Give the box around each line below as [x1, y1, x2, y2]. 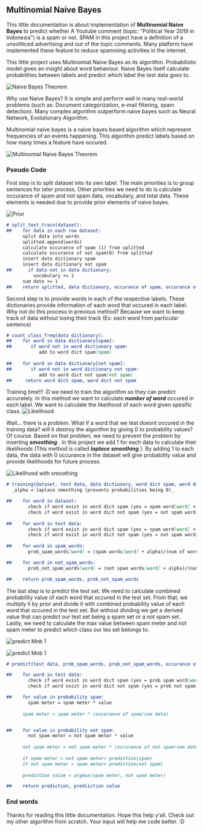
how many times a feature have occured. [6, 139, 108, 146]
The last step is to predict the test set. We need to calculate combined [6, 587, 181, 594]
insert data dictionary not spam [22, 262, 107, 268]
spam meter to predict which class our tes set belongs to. [6, 626, 150, 633]
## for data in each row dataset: [6, 227, 101, 234]
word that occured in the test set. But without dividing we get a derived [6, 606, 183, 614]
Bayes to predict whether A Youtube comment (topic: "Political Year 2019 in [6, 27, 195, 35]
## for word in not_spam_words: [6, 560, 96, 566]
